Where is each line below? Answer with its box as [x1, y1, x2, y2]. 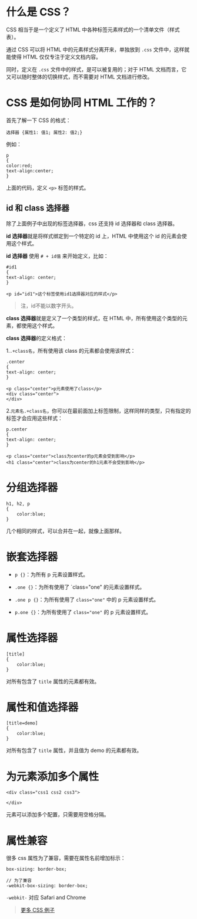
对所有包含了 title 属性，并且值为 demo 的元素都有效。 [6, 747, 142, 754]
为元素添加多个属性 [6, 770, 99, 783]
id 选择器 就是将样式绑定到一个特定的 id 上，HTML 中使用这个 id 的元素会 [6, 232, 182, 239]
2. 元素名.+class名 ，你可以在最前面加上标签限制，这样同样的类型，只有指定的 [6, 407, 191, 414]
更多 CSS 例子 [20, 907, 55, 914]
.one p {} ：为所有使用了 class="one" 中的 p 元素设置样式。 [14, 596, 159, 603]
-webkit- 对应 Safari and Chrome [6, 894, 86, 901]
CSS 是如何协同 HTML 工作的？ [6, 96, 158, 110]
